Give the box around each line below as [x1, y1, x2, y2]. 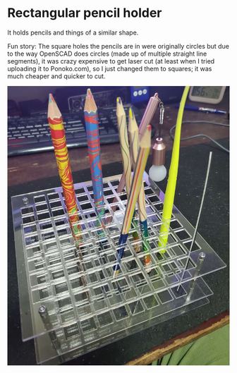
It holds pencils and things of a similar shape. [7, 28, 139, 37]
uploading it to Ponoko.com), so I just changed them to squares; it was [7, 64, 212, 73]
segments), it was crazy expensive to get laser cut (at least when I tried [7, 56, 215, 65]
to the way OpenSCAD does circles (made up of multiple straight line [7, 49, 207, 58]
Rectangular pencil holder [7, 5, 162, 21]
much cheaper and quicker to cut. [7, 72, 106, 80]
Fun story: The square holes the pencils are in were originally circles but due [7, 42, 229, 50]
